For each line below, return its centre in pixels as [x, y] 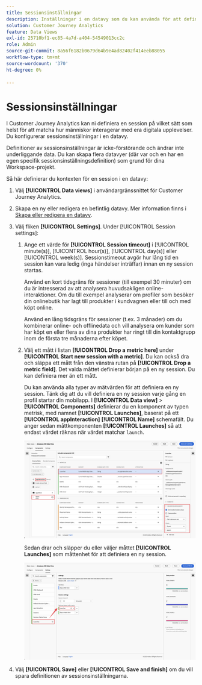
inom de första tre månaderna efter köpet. [76, 339]
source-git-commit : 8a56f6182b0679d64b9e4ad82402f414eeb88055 [86, 51]
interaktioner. [40, 295]
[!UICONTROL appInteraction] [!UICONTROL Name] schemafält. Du [109, 419]
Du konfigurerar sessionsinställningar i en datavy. [67, 136]
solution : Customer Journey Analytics [55, 25]
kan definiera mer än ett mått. [60, 376]
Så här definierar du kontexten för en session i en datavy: [77, 179]
